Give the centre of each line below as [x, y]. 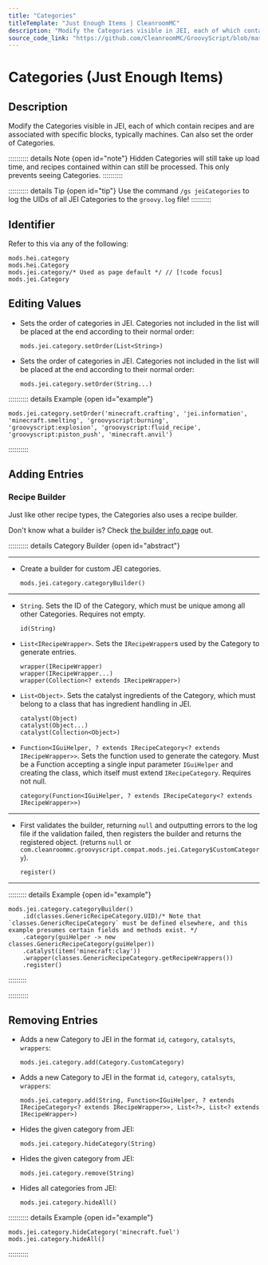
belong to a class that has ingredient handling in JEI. [106, 704]
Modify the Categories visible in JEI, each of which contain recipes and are [132, 126]
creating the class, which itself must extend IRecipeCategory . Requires [135, 772]
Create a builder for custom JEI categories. [91, 569]
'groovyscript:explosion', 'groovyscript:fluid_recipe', [105, 427]
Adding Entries [46, 475]
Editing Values [45, 304]
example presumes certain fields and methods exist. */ [103, 930]
